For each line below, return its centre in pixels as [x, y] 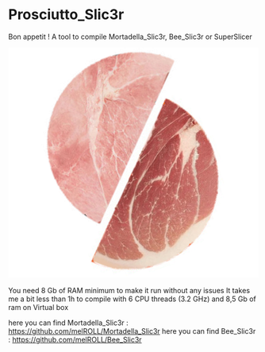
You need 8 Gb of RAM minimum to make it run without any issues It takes [129, 291]
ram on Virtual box [38, 308]
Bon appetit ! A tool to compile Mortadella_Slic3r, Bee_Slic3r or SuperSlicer [130, 37]
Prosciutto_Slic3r [66, 15]
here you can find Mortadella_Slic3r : [68, 323]
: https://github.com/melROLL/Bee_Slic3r [75, 340]
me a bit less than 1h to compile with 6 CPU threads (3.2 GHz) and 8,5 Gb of [132, 299]
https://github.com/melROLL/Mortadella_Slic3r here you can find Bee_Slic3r [132, 331]
